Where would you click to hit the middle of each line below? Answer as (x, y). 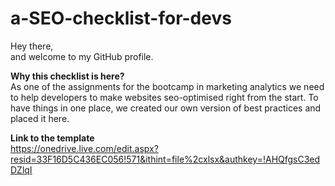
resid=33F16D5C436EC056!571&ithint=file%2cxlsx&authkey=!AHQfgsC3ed (165, 159)
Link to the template (52, 138)
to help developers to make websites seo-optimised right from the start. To (164, 97)
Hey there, (32, 46)
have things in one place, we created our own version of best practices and (166, 108)
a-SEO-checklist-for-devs (121, 18)
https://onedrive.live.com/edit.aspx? (84, 148)
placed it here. (40, 118)
